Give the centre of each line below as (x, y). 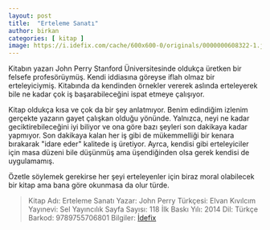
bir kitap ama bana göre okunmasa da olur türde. (89, 185)
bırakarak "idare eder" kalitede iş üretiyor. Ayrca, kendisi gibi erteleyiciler (129, 144)
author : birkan (34, 31)
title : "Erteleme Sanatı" (53, 23)
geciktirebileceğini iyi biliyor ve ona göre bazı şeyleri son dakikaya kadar (128, 127)
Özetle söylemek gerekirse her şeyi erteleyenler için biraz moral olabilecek (131, 177)
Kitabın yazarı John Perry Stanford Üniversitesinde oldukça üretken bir (125, 68)
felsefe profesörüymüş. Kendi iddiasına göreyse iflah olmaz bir (112, 77)
